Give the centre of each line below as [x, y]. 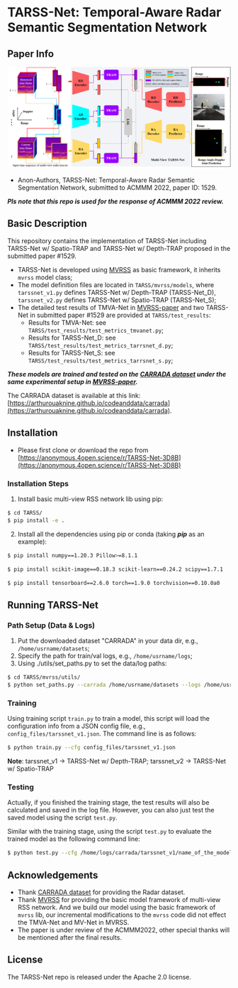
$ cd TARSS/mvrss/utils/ [44, 677]
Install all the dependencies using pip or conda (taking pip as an [111, 534]
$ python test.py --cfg [42, 853]
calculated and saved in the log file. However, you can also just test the [111, 810]
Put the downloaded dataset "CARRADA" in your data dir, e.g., [108, 641]
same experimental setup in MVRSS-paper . [73, 382]
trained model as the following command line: [74, 839]
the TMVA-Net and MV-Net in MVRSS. [73, 922]
